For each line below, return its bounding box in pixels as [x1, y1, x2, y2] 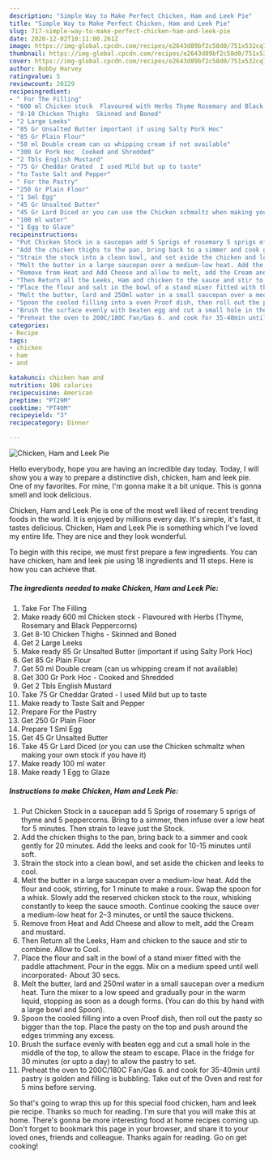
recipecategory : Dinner [9, 419, 90, 427]
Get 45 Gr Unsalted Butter [20, 732, 109, 743]
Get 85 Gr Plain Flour [20, 655, 92, 665]
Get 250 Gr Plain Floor [20, 715, 96, 725]
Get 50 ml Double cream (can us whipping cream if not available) [20, 663, 238, 674]
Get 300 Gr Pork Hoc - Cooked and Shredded [20, 672, 174, 682]
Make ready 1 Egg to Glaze [20, 767, 110, 777]
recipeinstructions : [9, 231, 79, 239]
